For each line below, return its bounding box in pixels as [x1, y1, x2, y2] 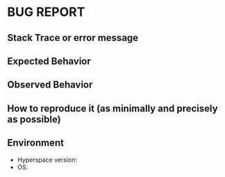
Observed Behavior [7, 79, 93, 91]
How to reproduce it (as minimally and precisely [7, 102, 218, 115]
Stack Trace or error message [7, 32, 139, 44]
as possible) [7, 113, 61, 125]
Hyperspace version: [17, 155, 78, 164]
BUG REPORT [7, 4, 85, 20]
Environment [7, 137, 65, 149]
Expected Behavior [7, 55, 92, 67]
